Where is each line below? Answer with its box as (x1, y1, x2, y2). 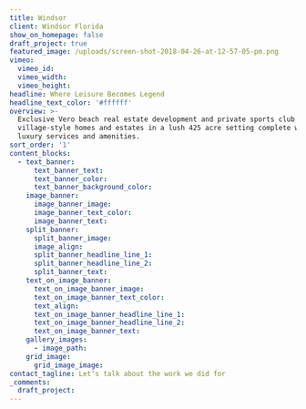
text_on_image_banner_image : (33, 284, 145, 293)
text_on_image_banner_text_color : (33, 292, 166, 302)
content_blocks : (9, 148, 71, 158)
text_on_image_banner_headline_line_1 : (33, 310, 185, 319)
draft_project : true (9, 38, 88, 48)
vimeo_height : (17, 81, 71, 90)
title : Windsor (9, 13, 67, 23)
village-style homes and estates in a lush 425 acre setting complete (17, 124, 291, 133)
